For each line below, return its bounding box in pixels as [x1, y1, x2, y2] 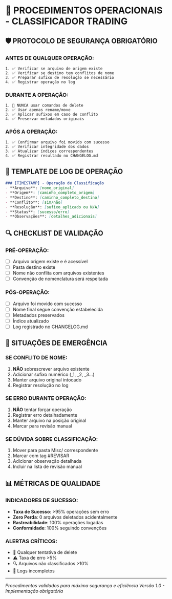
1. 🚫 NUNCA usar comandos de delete [5, 103, 83, 108]
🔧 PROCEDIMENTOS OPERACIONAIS [5, 5, 163, 16]
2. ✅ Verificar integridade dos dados [5, 144, 89, 149]
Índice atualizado [12, 317, 49, 324]
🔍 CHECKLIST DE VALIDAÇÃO [5, 229, 103, 238]
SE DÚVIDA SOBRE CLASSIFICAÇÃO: [5, 435, 98, 442]
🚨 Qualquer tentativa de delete [12, 549, 77, 555]
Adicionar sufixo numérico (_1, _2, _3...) [12, 371, 95, 377]
